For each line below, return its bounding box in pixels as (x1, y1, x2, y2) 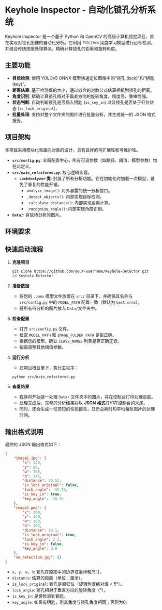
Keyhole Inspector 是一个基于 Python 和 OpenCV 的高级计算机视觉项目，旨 (5, 33, 154, 39)
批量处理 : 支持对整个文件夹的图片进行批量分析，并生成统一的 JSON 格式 (12, 111, 156, 117)
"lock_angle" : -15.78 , (22, 487, 68, 493)
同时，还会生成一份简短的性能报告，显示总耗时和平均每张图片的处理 (19, 406, 155, 412)
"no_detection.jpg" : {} (14, 555, 62, 560)
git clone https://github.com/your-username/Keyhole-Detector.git (12, 269, 149, 274)
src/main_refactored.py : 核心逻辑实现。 (12, 169, 92, 175)
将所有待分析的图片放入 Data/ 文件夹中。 (19, 305, 100, 311)
